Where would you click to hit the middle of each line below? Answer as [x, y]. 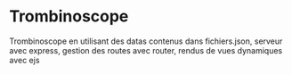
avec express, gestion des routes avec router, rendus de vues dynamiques [146, 50]
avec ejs [24, 60]
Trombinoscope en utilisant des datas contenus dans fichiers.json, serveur [146, 41]
